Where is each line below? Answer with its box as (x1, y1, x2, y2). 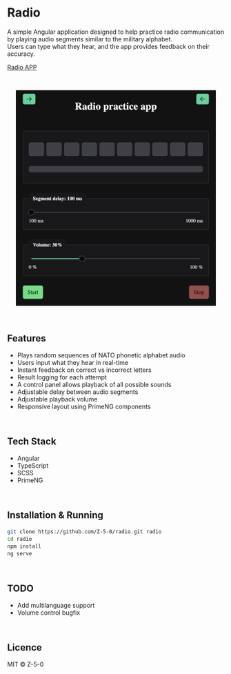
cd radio (7, 536, 32, 543)
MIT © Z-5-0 (7, 660, 44, 668)
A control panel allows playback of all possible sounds (17, 380, 172, 388)
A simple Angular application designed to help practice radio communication (7, 28, 225, 36)
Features (7, 333, 46, 344)
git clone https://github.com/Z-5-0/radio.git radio (7, 528, 162, 535)
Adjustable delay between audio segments (17, 388, 139, 396)
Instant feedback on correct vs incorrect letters (17, 366, 152, 374)
